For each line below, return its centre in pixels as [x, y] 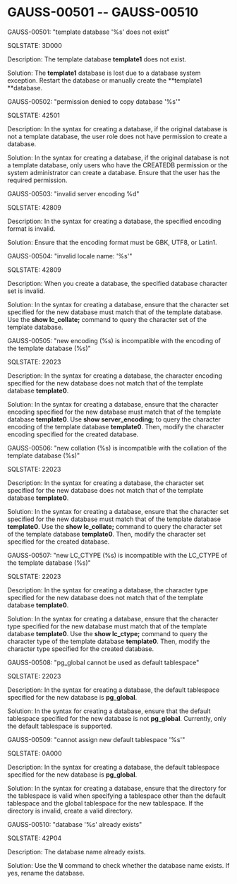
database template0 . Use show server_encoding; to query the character [114, 419]
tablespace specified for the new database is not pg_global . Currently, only [117, 718]
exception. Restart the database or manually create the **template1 [105, 80]
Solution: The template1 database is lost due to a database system [104, 73]
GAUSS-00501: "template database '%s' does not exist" [89, 32]
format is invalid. [31, 228]
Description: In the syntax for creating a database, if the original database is [117, 129]
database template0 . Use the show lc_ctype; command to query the [108, 633]
